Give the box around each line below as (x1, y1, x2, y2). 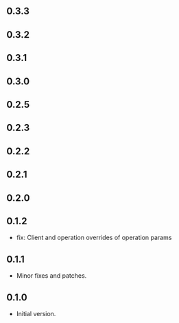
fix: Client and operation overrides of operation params (16, 233, 172, 242)
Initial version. (16, 309, 56, 318)
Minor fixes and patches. (16, 272, 87, 280)
